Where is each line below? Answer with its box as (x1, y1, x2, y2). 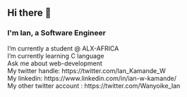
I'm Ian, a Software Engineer (7, 28, 106, 38)
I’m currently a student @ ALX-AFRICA (7, 44, 119, 53)
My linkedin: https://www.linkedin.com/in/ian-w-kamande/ (7, 74, 177, 82)
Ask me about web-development (7, 59, 102, 67)
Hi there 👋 (7, 7, 52, 19)
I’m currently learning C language (7, 51, 104, 60)
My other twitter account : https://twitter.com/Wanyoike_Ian (7, 82, 181, 90)
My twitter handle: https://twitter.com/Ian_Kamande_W (7, 66, 166, 75)
